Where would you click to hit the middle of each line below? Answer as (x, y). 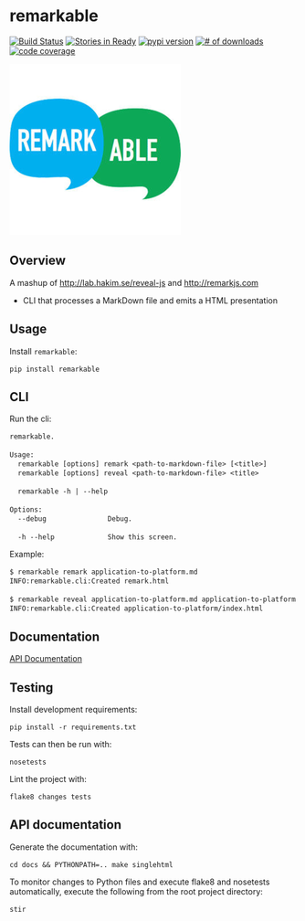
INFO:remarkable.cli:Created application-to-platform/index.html (136, 609)
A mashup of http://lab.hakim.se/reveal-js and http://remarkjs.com (134, 282)
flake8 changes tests (51, 797)
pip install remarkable (55, 369)
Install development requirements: (74, 709)
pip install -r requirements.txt (73, 727)
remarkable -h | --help (63, 492)
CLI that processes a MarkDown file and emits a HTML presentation (150, 300)
